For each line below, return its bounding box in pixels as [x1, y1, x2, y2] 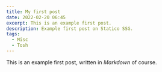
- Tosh [11, 43, 28, 49]
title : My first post [6, 8, 61, 15]
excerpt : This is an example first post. [6, 20, 112, 26]
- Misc [11, 37, 28, 43]
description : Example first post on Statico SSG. [6, 25, 134, 32]
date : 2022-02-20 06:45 [6, 14, 66, 20]
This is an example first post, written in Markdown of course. [6, 58, 157, 66]
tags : [6, 31, 20, 37]
